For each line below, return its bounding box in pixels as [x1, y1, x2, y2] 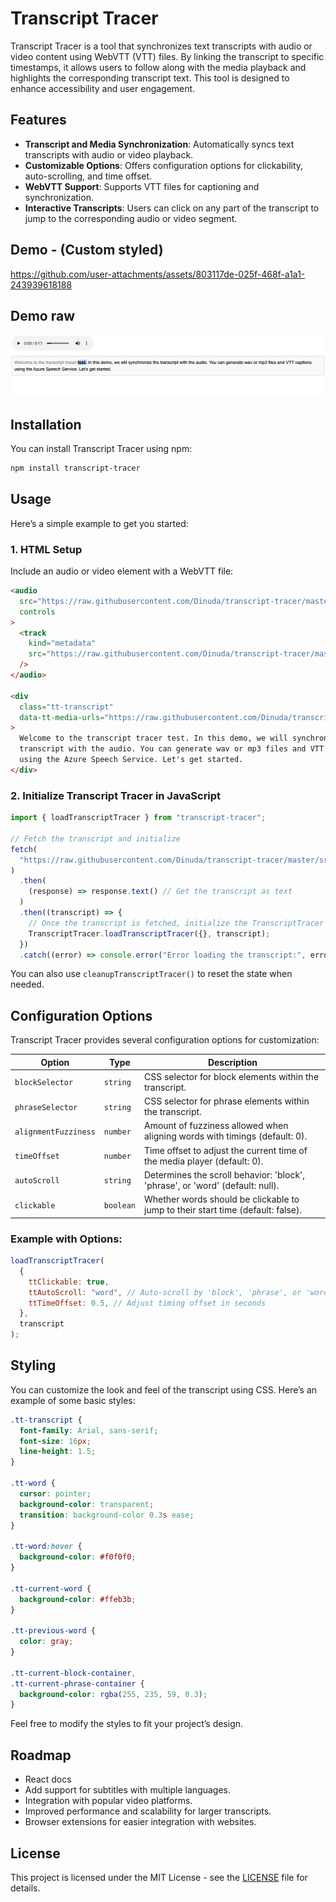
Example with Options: [10, 1232, 123, 1246]
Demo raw [10, 307, 76, 324]
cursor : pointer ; [19, 1488, 92, 1499]
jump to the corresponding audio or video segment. [24, 212, 238, 224]
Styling [10, 1357, 57, 1374]
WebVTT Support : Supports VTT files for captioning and [24, 180, 260, 192]
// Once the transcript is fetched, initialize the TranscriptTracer [28, 918, 325, 928]
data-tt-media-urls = [19, 712, 105, 722]
